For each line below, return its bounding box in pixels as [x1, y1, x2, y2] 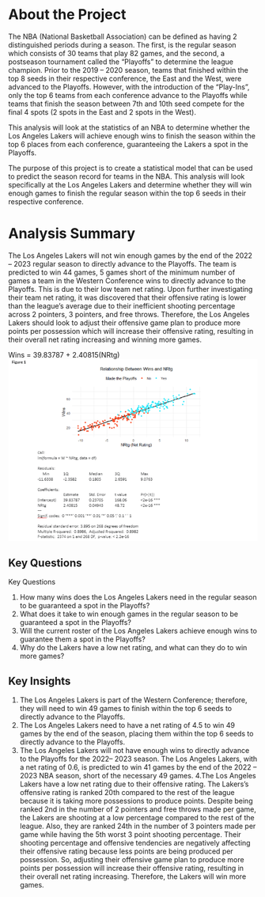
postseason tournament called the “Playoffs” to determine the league [8, 57, 234, 66]
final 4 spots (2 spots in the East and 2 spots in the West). [8, 107, 196, 116]
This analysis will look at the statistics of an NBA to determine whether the [8, 123, 251, 132]
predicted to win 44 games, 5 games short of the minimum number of [8, 267, 236, 277]
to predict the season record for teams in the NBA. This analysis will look [8, 172, 245, 181]
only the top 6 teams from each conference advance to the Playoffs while [8, 90, 248, 100]
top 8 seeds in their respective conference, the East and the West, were [8, 74, 242, 83]
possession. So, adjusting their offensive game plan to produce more [19, 855, 244, 865]
